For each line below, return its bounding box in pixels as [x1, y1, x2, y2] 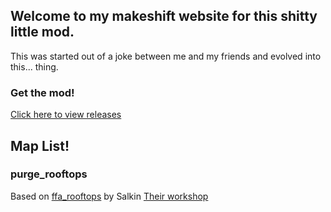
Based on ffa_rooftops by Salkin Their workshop [10, 190, 209, 202]
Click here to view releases [10, 109, 122, 121]
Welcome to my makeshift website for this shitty [10, 8, 318, 25]
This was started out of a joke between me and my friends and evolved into [10, 50, 322, 62]
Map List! [10, 137, 70, 154]
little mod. [10, 24, 75, 41]
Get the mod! [10, 85, 75, 99]
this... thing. [10, 60, 59, 73]
